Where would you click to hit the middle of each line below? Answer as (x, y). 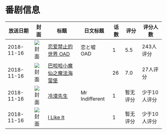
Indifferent (93, 98)
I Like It (56, 117)
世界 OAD (59, 54)
